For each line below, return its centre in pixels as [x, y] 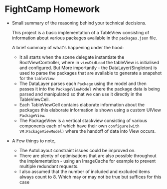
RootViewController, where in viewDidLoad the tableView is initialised [89, 62]
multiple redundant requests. [49, 166]
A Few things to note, [34, 141]
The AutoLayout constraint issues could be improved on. [77, 150]
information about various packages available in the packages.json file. [84, 38]
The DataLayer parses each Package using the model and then [83, 84]
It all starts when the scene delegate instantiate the [72, 57]
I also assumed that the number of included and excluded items [84, 171]
